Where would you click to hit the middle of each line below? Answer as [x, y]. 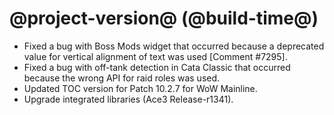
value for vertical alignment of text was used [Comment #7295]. [155, 56]
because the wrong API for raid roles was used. [122, 78]
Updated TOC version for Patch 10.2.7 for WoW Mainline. [140, 88]
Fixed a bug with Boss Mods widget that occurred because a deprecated [174, 46]
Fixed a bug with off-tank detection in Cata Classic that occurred [157, 67]
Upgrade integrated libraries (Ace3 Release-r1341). [128, 99]
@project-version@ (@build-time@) [164, 18]
